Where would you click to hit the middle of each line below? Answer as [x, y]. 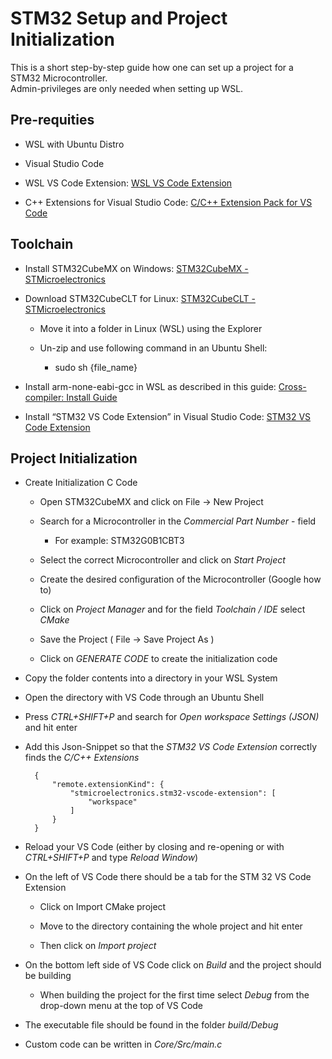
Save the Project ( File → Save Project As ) [127, 639]
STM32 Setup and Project [119, 18]
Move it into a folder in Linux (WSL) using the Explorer [151, 328]
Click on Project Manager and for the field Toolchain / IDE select [172, 609]
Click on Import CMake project [103, 907]
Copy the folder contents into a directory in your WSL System [151, 678]
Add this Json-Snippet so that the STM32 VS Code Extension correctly [171, 747]
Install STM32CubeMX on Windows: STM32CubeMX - [136, 268]
